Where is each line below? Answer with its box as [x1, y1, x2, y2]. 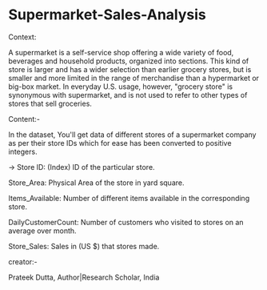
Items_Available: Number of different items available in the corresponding [8, 193, 250, 203]
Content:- [8, 114, 40, 123]
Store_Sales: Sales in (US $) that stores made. [8, 241, 160, 251]
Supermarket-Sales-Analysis [8, 6, 206, 24]
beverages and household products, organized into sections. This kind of [8, 56, 249, 66]
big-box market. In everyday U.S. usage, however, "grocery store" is [8, 82, 233, 91]
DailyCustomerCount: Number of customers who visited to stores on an [8, 217, 244, 227]
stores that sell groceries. [8, 99, 92, 108]
